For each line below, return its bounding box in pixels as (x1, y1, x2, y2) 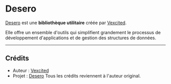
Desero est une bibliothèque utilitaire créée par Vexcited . (5, 20, 127, 26)
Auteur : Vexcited (12, 67, 49, 73)
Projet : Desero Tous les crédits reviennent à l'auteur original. (12, 72, 141, 78)
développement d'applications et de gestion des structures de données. (5, 35, 156, 41)
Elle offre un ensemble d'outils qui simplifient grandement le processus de (5, 29, 161, 35)
